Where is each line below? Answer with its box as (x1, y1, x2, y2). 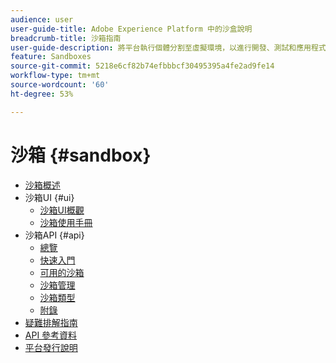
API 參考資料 (24, 329, 78, 341)
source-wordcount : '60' (10, 80, 110, 90)
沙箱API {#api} (24, 229, 85, 241)
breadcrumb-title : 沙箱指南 (10, 33, 122, 43)
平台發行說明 (24, 341, 78, 353)
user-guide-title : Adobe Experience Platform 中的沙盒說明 (10, 24, 253, 34)
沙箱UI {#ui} (24, 191, 75, 203)
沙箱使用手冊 (39, 216, 93, 228)
